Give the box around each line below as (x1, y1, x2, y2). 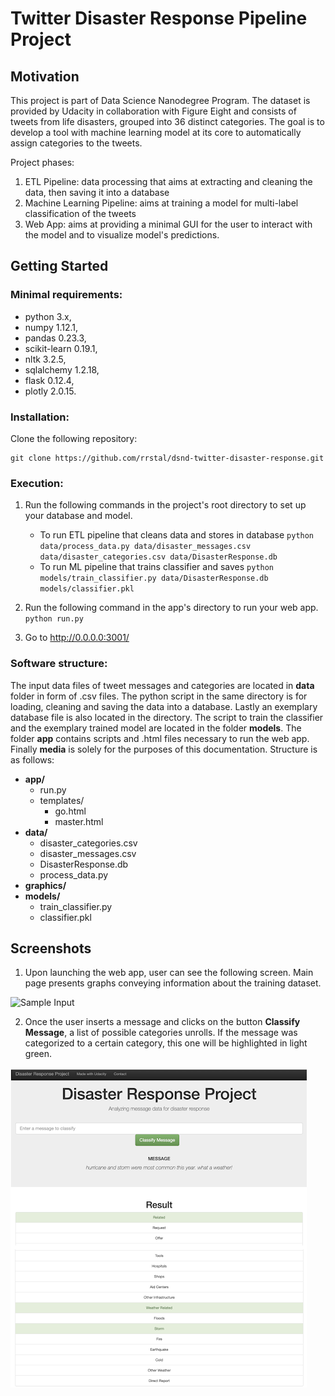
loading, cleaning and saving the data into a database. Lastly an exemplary (10, 700, 318, 712)
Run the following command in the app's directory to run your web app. (24, 602, 319, 614)
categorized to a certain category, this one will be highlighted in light (24, 1037, 308, 1049)
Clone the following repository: (10, 432, 138, 444)
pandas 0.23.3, (24, 332, 87, 344)
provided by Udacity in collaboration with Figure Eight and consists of (10, 105, 297, 117)
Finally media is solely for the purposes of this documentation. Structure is (10, 743, 318, 755)
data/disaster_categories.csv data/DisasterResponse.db (39, 552, 278, 562)
